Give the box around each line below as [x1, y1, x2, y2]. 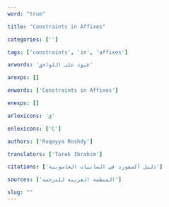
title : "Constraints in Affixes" [7, 23, 106, 30]
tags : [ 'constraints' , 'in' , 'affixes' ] [7, 49, 129, 56]
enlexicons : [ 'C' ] [7, 125, 62, 132]
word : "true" [7, 10, 46, 18]
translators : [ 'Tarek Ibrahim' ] [7, 150, 103, 158]
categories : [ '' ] [7, 36, 59, 43]
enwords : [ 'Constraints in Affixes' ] [7, 87, 119, 94]
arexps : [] [7, 74, 40, 81]
